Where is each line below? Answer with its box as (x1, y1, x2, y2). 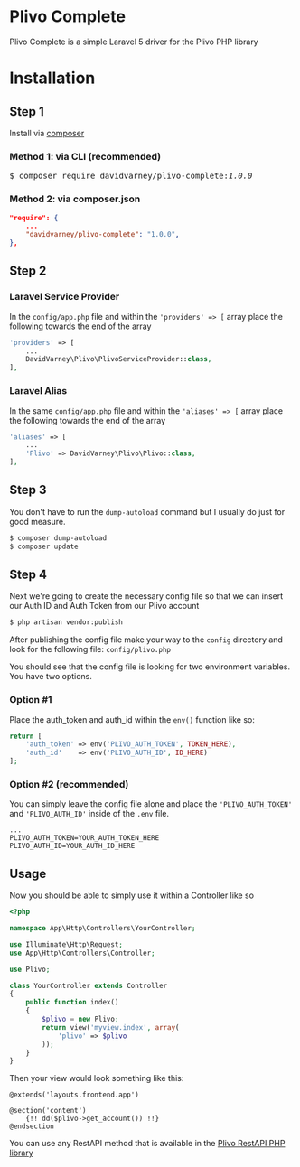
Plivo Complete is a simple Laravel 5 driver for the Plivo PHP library (9, 36, 259, 47)
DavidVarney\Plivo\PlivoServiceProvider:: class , (25, 355, 212, 364)
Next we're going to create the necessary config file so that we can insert (9, 591, 284, 602)
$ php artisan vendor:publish (9, 618, 124, 627)
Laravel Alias (9, 385, 68, 397)
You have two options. (9, 671, 93, 682)
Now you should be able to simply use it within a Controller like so (9, 890, 255, 901)
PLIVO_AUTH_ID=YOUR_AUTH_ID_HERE (9, 842, 136, 851)
